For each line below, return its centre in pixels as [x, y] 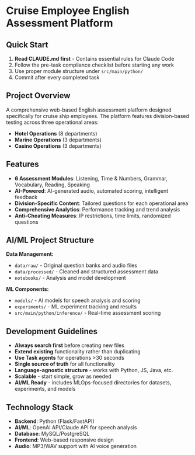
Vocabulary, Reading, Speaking [52, 185]
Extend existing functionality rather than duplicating [78, 352]
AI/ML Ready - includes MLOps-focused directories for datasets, [93, 383]
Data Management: [30, 254]
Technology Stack [40, 407]
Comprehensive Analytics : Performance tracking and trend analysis [97, 209]
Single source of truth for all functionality [65, 364]
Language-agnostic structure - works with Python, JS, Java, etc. [94, 370]
